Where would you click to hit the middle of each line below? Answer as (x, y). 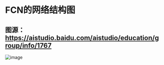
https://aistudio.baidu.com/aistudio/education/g (82, 38)
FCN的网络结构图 (40, 10)
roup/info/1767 (28, 46)
